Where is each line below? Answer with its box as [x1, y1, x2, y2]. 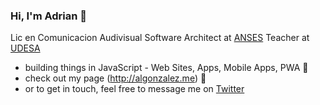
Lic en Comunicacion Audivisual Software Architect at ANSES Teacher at [10, 32, 310, 44]
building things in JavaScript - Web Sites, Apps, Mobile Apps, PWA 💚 [24, 62, 309, 74]
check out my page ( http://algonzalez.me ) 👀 [24, 72, 207, 84]
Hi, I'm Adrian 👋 [10, 9, 88, 23]
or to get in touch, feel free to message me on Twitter [24, 83, 245, 95]
